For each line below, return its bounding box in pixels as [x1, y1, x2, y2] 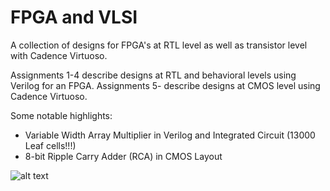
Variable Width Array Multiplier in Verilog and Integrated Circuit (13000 [24, 129, 316, 141]
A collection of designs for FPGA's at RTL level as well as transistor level [10, 39, 308, 51]
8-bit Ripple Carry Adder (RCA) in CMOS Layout [24, 150, 223, 162]
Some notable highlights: [10, 109, 113, 121]
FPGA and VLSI [10, 6, 138, 29]
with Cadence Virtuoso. [10, 49, 108, 61]
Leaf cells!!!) [24, 139, 77, 151]
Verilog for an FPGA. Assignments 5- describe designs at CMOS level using [10, 79, 321, 91]
